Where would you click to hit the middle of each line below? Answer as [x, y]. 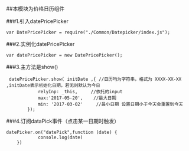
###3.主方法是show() [32, 67]
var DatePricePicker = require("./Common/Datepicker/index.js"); [88, 32]
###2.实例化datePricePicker [40, 44]
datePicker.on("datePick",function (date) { [62, 132]
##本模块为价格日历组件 [35, 9]
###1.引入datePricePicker [38, 21]
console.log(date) [60, 137]
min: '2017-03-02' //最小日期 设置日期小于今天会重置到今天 [110, 104]
